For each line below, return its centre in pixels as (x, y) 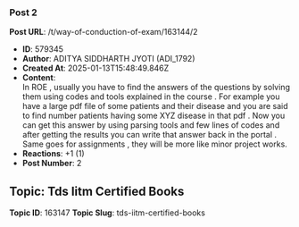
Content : (39, 78)
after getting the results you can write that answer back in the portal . (149, 135)
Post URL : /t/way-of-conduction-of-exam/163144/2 (104, 32)
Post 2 (23, 13)
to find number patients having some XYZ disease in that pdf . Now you (154, 116)
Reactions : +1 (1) (53, 154)
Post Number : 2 (52, 164)
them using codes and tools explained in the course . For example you (151, 97)
